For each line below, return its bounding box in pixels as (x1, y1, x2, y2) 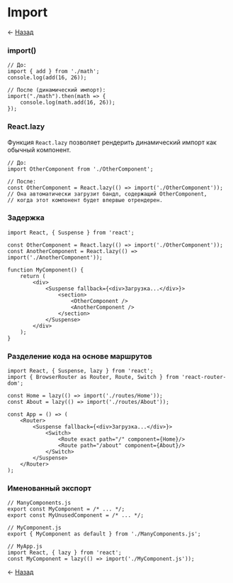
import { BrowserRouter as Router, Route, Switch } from (7, 374, 179, 381)
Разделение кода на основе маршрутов (7, 351, 152, 361)
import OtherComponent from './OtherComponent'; (7, 165, 154, 173)
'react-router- (181, 374, 227, 381)
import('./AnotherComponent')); (7, 254, 103, 261)
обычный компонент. (7, 145, 72, 154)
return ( (20, 272, 46, 279)
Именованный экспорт (7, 483, 92, 493)
